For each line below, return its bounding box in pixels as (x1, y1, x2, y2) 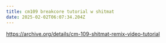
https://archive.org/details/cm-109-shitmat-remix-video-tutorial (6, 30, 160, 37)
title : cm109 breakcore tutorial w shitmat (6, 8, 115, 15)
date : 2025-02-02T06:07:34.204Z (6, 14, 85, 20)
